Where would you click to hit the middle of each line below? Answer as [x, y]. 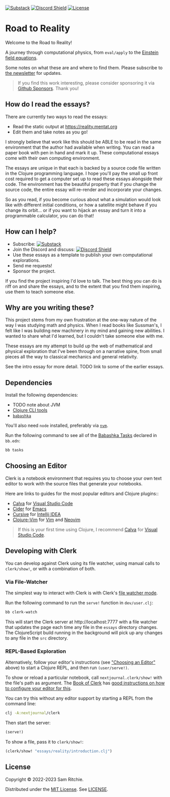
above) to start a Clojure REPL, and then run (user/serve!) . [67, 668]
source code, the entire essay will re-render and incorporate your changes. [84, 189]
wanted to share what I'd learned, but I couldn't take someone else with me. [84, 336]
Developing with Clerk [41, 551]
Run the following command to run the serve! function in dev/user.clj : [79, 602]
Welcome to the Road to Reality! [39, 42]
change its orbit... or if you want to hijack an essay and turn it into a [76, 210]
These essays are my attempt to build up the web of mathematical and [79, 346]
